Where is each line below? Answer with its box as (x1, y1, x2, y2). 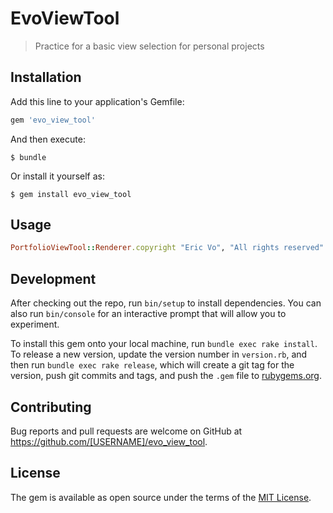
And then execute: (10, 133, 86, 145)
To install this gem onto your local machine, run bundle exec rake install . (10, 338, 318, 350)
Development (10, 270, 97, 287)
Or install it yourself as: (10, 170, 105, 182)
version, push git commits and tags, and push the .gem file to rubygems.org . (10, 370, 323, 382)
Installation (10, 69, 82, 86)
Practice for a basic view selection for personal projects (34, 40, 265, 52)
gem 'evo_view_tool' (10, 115, 97, 125)
